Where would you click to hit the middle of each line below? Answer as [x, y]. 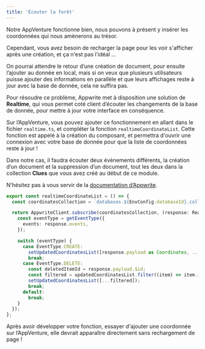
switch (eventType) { [45, 241]
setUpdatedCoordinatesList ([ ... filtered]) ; [84, 281]
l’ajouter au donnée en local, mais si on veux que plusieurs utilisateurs [94, 72]
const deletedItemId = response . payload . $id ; [87, 270]
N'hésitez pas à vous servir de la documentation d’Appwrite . [82, 185]
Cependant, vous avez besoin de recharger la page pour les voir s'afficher [100, 48]
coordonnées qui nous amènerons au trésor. [62, 36]
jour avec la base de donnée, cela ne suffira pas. [68, 86]
